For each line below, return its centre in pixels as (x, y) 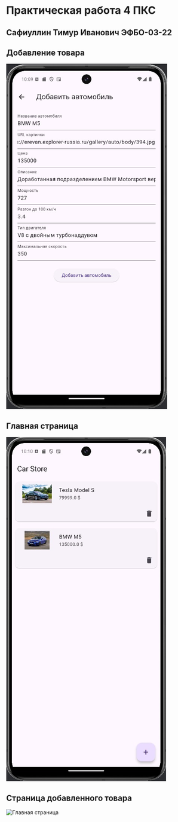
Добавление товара (46, 52)
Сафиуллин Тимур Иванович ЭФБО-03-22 (89, 33)
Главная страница (42, 426)
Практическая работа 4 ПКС (81, 10)
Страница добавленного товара (69, 798)
